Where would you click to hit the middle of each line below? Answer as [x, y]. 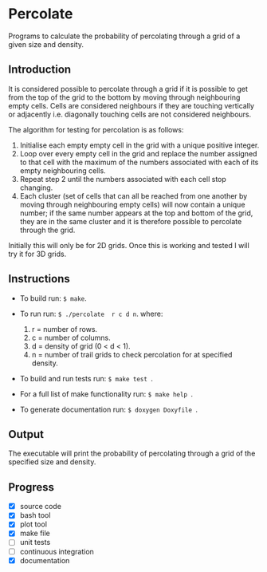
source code [41, 507]
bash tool [35, 515]
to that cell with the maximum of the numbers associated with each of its [139, 162]
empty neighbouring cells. [63, 170]
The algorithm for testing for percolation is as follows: [96, 129]
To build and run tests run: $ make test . [86, 378]
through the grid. [47, 230]
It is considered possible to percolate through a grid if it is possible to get [128, 89]
